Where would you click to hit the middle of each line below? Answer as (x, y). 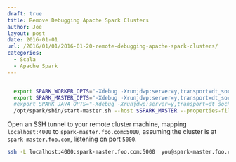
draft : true (25, 14)
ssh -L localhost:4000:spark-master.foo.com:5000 (81, 152)
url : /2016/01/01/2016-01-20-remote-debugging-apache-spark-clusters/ (113, 46)
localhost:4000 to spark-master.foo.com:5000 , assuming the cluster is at (112, 132)
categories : (25, 53)
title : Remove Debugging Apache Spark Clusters (78, 20)
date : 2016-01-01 (33, 40)
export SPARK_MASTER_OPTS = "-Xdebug (66, 98)
